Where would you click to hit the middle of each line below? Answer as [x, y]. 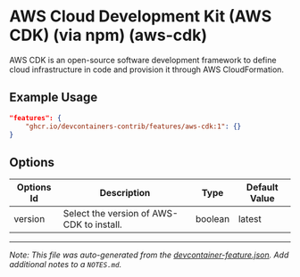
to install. [103, 224]
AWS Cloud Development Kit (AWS [141, 16]
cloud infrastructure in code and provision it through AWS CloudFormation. [146, 69]
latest [250, 219]
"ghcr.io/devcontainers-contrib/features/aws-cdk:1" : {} [133, 126]
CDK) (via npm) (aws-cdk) [108, 35]
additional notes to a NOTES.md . [66, 265]
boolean [212, 219]
